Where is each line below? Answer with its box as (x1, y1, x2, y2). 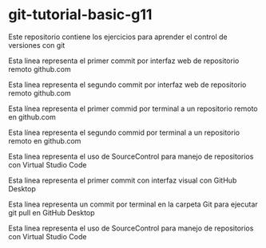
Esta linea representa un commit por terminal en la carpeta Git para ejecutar (8, 199, 258, 209)
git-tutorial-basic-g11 (8, 6, 153, 24)
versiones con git (8, 40, 66, 49)
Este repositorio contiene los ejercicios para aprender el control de (8, 32, 228, 41)
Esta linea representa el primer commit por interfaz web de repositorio (8, 56, 240, 65)
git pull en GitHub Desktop (8, 207, 95, 217)
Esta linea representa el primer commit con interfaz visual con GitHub (8, 175, 237, 185)
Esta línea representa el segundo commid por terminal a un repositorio (8, 128, 240, 137)
